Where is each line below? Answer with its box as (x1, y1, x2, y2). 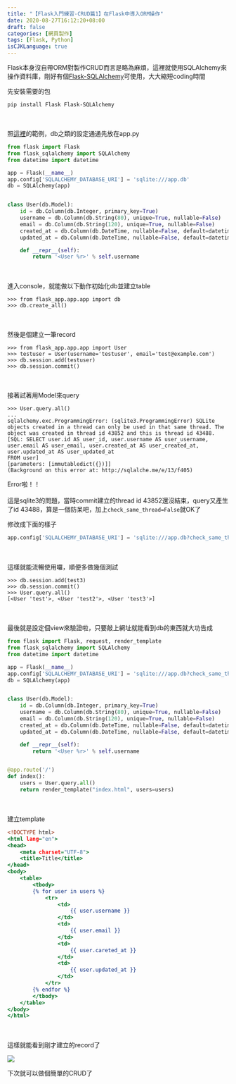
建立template (7, 815, 46, 823)
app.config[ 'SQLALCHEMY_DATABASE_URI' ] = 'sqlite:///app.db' (7, 175, 190, 183)
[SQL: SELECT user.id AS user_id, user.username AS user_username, (7, 436, 209, 443)
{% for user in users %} (32, 887, 105, 895)
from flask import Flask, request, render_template (7, 638, 162, 645)
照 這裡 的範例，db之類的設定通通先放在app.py (7, 130, 140, 137)
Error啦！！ (7, 480, 41, 488)
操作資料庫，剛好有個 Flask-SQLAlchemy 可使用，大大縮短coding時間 (7, 72, 206, 80)
